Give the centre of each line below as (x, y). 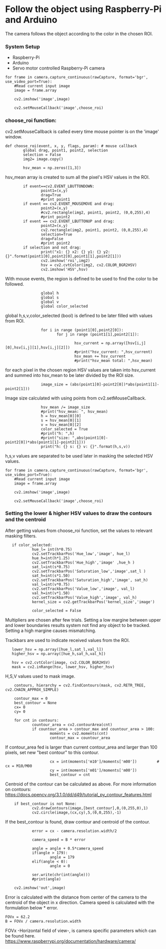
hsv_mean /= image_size (66, 407)
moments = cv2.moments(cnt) (79, 733)
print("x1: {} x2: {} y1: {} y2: (76, 252)
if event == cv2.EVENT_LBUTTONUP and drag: (69, 221)
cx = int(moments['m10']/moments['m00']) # (104, 761)
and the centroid (26, 519)
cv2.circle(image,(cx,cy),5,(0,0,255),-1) (77, 812)
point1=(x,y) (54, 190)
